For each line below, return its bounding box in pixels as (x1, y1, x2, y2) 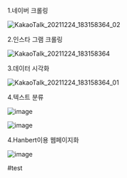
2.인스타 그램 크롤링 (7, 35, 63, 43)
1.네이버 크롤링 (7, 6, 49, 14)
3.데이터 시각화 (7, 64, 50, 73)
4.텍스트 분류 (7, 93, 44, 101)
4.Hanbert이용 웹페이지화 (7, 136, 80, 144)
